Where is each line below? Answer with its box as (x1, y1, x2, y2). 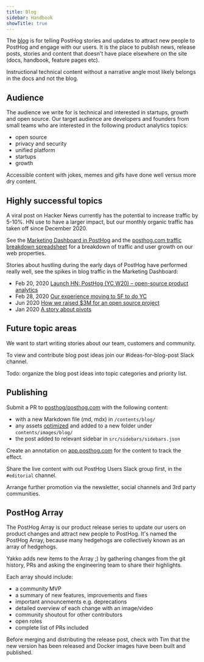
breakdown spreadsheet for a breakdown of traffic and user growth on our (6, 243, 194, 250)
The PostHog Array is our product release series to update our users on (6, 523, 186, 531)
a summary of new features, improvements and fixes (15, 592, 148, 599)
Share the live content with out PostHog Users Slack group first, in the (6, 465, 182, 472)
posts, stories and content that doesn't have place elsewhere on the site (6, 50, 188, 57)
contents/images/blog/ (15, 429, 73, 435)
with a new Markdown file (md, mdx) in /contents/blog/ (15, 415, 156, 423)
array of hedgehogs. (6, 543, 58, 550)
